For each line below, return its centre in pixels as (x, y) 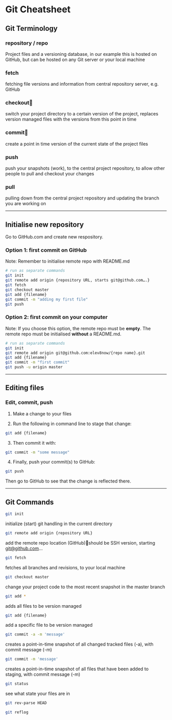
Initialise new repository (45, 224)
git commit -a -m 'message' (35, 634)
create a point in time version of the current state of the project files (77, 144)
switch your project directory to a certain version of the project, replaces (82, 114)
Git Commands (30, 502)
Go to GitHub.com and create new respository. (54, 237)
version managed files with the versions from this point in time (71, 119)
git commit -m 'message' (32, 659)
